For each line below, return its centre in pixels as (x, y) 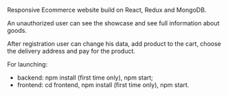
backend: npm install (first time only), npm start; (85, 77)
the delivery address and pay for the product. (71, 51)
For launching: (27, 64)
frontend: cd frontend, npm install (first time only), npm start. (103, 85)
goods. (17, 31)
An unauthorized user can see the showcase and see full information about (113, 23)
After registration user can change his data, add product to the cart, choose (114, 44)
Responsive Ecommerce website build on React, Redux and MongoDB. (107, 10)
